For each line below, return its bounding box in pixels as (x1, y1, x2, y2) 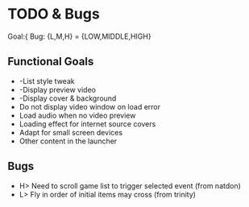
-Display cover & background (19, 93, 117, 103)
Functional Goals (7, 55, 94, 68)
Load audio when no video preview (19, 110, 136, 120)
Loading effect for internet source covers (19, 118, 156, 129)
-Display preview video (19, 85, 96, 94)
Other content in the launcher (19, 136, 118, 146)
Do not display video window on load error (19, 101, 160, 111)
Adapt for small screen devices (19, 127, 122, 137)
